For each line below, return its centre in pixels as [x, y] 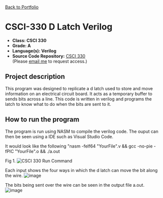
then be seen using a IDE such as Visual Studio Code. [59, 136]
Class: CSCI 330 [29, 40]
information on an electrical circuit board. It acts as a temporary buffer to [79, 94]
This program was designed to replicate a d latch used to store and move [79, 88]
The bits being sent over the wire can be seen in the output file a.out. [75, 185]
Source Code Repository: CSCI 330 [49, 56]
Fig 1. [10, 161]
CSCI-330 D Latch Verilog [59, 27]
